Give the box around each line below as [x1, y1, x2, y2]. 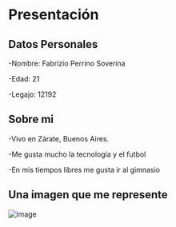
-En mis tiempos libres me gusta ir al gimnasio [8, 165, 161, 174]
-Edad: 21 [8, 74, 40, 83]
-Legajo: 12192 [8, 90, 57, 99]
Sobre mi [8, 113, 54, 126]
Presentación [8, 6, 99, 24]
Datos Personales [8, 38, 98, 51]
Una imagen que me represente [8, 188, 168, 201]
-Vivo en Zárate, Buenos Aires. [8, 133, 110, 143]
